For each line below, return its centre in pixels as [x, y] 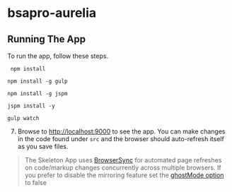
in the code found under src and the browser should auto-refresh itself [121, 139]
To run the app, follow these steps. [58, 56]
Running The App [47, 39]
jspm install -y [31, 106]
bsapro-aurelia [52, 13]
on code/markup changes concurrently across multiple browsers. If [123, 168]
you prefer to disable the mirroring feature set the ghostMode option [124, 175]
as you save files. [43, 146]
